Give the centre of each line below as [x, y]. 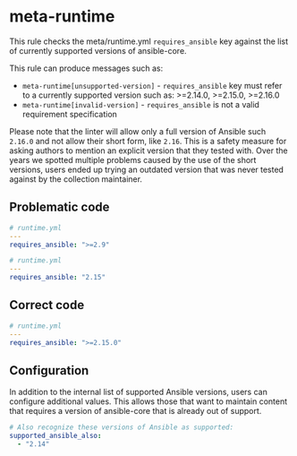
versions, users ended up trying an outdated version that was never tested [147, 169]
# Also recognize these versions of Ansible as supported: [122, 427]
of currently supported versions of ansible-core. [98, 50]
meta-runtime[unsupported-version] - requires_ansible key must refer [152, 85]
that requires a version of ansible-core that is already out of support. [136, 411]
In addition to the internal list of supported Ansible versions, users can [139, 392]
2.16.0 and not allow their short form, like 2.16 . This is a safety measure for [148, 141]
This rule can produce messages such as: [86, 68]
